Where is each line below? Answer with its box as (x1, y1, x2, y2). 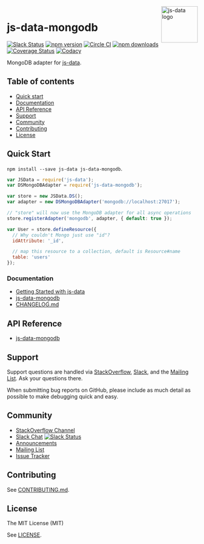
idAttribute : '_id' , (12, 238, 64, 244)
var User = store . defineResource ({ (7, 226, 97, 232)
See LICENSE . (7, 531, 42, 539)
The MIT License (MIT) (7, 520, 64, 527)
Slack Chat (15, 433, 43, 440)
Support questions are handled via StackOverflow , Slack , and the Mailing (7, 368, 189, 375)
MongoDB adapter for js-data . (7, 59, 82, 66)
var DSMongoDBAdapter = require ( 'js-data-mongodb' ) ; (7, 182, 143, 189)
